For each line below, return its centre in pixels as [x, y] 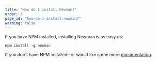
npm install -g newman [28, 46]
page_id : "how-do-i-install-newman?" [43, 18]
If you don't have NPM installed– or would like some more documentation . [79, 55]
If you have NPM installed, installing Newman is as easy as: [64, 37]
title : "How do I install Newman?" [41, 9]
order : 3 [14, 14]
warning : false [20, 23]
